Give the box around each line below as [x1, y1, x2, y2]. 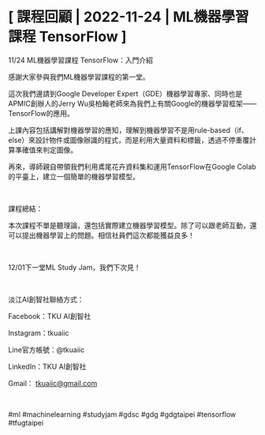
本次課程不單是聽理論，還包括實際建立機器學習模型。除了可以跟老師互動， [8, 220, 250, 230]
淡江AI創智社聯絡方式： [8, 294, 84, 304]
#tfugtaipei [8, 418, 44, 427]
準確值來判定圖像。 [14, 144, 77, 155]
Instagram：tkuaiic [8, 328, 69, 337]
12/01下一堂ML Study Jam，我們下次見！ [8, 262, 141, 272]
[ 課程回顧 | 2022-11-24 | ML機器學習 [8, 8, 250, 26]
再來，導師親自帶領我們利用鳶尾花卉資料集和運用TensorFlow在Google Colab [8, 162, 256, 171]
